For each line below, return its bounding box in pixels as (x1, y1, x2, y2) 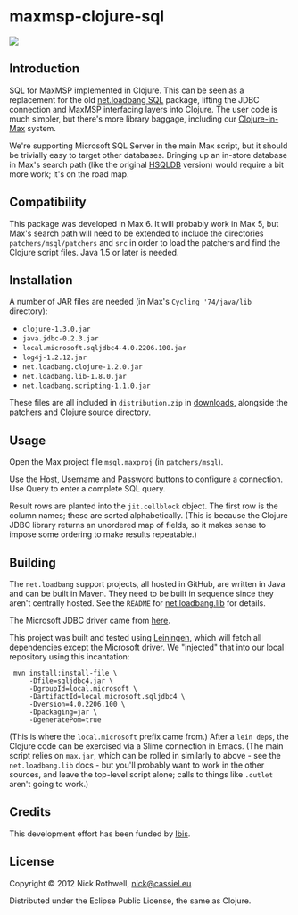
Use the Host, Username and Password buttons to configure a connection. (9, 474, 284, 484)
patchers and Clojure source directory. (9, 407, 152, 417)
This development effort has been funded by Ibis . (9, 828, 191, 839)
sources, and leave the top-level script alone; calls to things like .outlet (9, 769, 274, 779)
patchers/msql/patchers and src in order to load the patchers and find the (9, 237, 281, 248)
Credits (9, 804, 52, 819)
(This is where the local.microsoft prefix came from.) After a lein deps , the (9, 731, 289, 742)
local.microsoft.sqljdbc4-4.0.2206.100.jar (21, 344, 187, 353)
